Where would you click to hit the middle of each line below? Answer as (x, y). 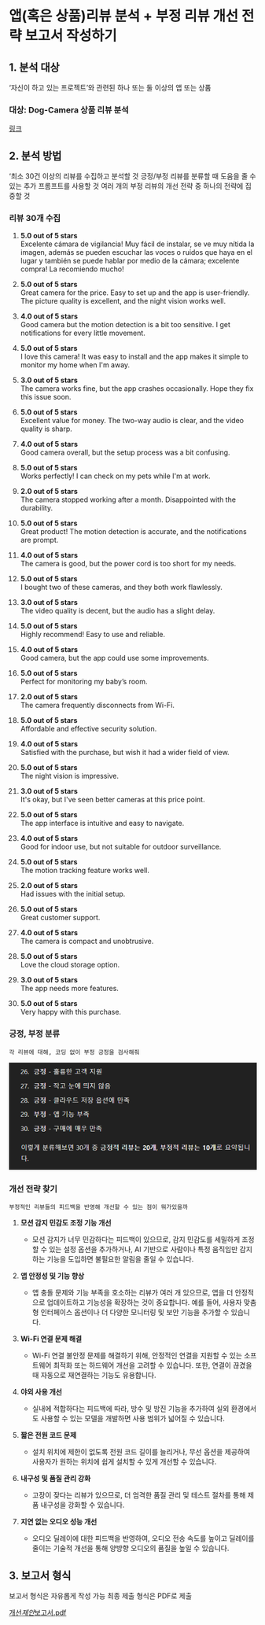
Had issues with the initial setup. (73, 894)
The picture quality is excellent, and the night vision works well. (123, 301)
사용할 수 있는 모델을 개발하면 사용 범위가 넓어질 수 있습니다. (132, 1419)
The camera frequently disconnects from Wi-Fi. (98, 706)
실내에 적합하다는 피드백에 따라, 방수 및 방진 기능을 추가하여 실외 (131, 1409)
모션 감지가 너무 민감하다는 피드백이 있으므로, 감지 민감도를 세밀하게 (136, 1240)
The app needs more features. (69, 989)
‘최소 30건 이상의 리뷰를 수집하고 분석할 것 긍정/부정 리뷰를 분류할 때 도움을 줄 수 (132, 176)
